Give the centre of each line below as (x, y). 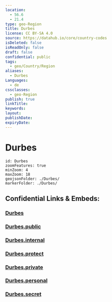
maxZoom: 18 (18, 174)
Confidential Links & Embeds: (52, 198)
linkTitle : (17, 104)
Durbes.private (24, 267)
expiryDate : (18, 122)
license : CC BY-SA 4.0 (29, 33)
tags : (11, 62)
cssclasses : (18, 90)
